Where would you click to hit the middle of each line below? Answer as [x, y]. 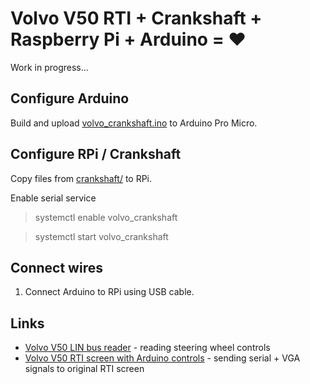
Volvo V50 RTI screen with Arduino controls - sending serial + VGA [162, 358]
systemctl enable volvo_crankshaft [106, 217]
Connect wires [56, 267]
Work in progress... [49, 67]
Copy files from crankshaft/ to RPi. [81, 178]
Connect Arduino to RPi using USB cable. [109, 292]
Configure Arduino [70, 98]
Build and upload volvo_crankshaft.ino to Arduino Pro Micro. [134, 123]
